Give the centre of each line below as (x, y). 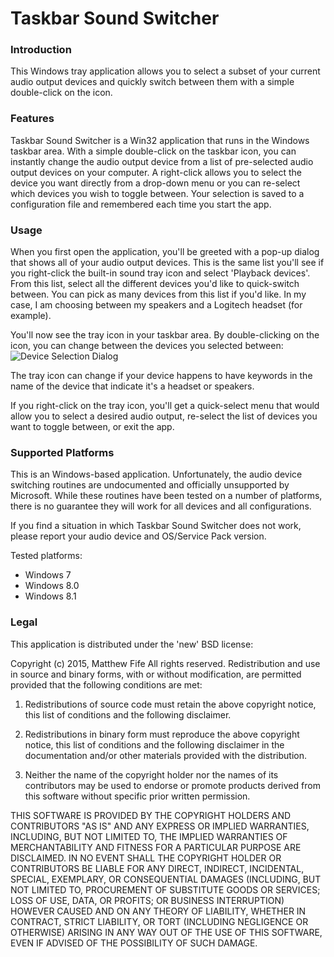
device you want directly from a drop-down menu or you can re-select (155, 183)
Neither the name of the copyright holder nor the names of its (151, 774)
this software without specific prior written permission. (137, 796)
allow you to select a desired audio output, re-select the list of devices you (164, 416)
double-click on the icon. (61, 93)
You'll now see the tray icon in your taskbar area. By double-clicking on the (165, 335)
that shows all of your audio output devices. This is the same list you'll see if (167, 263)
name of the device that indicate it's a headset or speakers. (132, 386)
